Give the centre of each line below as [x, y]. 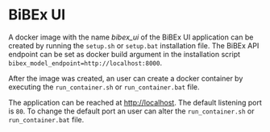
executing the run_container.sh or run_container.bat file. [104, 87]
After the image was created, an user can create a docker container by [126, 78]
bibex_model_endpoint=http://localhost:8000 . [85, 63]
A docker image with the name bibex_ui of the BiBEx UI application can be [131, 37]
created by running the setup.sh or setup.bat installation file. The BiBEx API [134, 45]
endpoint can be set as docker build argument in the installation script [124, 54]
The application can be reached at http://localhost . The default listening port [135, 102]
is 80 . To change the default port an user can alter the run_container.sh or [131, 111]
